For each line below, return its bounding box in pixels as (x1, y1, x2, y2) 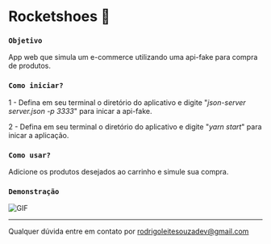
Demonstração (8, 187, 60, 196)
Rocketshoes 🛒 (8, 7, 110, 26)
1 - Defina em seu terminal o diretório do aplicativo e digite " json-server (8, 97, 246, 107)
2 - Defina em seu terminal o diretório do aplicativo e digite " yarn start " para (8, 121, 262, 132)
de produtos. (8, 61, 51, 71)
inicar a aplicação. (8, 130, 69, 140)
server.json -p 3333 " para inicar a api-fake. (8, 106, 152, 116)
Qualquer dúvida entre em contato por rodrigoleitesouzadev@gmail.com (8, 226, 249, 237)
